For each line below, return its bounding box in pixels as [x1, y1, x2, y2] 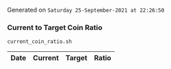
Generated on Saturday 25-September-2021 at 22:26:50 [7, 6, 165, 14]
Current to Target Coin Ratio [7, 23, 103, 32]
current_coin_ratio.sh [7, 38, 72, 45]
